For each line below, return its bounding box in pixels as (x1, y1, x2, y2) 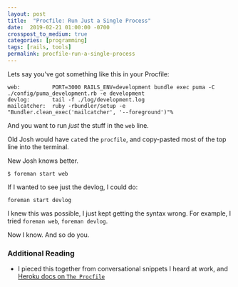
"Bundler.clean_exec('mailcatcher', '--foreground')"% (7, 109, 174, 116)
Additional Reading (7, 248, 75, 258)
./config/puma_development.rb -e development (7, 90, 145, 97)
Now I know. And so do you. (7, 230, 90, 239)
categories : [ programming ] (7, 37, 88, 44)
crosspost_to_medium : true (7, 30, 88, 38)
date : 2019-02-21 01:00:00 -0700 (7, 24, 110, 31)
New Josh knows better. (7, 156, 79, 165)
